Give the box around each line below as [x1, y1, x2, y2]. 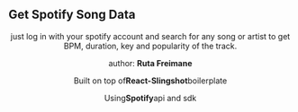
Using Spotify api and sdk [104, 92, 197, 103]
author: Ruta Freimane [108, 57, 193, 68]
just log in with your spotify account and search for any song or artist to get [10, 30, 291, 41]
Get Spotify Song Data [8, 7, 136, 22]
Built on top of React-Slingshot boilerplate [73, 75, 228, 86]
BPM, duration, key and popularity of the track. [63, 40, 238, 51]
